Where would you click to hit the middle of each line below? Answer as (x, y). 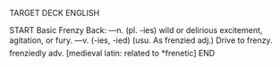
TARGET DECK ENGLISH (55, 13)
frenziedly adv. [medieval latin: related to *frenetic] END (112, 53)
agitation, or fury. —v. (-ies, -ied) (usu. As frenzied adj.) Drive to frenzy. (141, 40)
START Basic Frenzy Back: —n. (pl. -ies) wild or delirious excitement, (136, 30)
